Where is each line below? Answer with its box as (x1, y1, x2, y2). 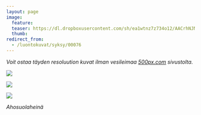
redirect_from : (6, 36, 44, 42)
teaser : (11, 25, 31, 32)
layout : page (6, 8, 39, 15)
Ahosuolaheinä (6, 103, 44, 110)
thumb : (11, 31, 28, 37)
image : (6, 14, 23, 20)
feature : (11, 20, 33, 26)
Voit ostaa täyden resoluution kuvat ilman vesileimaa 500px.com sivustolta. (6, 58, 193, 66)
